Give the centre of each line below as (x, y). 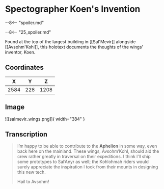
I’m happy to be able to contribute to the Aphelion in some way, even (87, 146)
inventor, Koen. (20, 52)
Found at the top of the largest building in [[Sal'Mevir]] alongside (70, 41)
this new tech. (31, 172)
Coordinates (25, 67)
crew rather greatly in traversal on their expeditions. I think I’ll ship (84, 157)
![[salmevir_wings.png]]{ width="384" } (45, 119)
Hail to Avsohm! (33, 182)
